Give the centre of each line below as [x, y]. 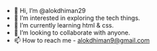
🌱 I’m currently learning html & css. [64, 25]
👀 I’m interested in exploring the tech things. [77, 18]
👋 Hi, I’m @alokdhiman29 [50, 11]
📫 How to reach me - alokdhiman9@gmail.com [82, 40]
